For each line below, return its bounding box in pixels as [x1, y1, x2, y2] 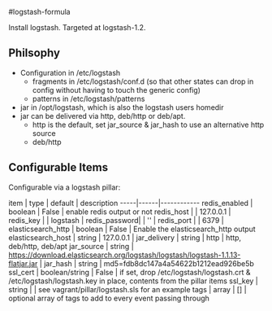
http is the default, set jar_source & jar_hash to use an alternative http [32, 120, 265, 129]
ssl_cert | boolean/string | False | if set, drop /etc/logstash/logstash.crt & [8, 267, 251, 277]
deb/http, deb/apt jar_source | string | [8, 241, 134, 251]
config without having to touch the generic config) [32, 85, 201, 94]
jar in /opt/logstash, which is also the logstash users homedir [19, 102, 225, 112]
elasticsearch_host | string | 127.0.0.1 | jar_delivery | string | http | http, [8, 232, 242, 243]
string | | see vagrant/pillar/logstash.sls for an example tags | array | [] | [8, 284, 247, 294]
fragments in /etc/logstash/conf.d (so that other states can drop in [32, 77, 254, 86]
